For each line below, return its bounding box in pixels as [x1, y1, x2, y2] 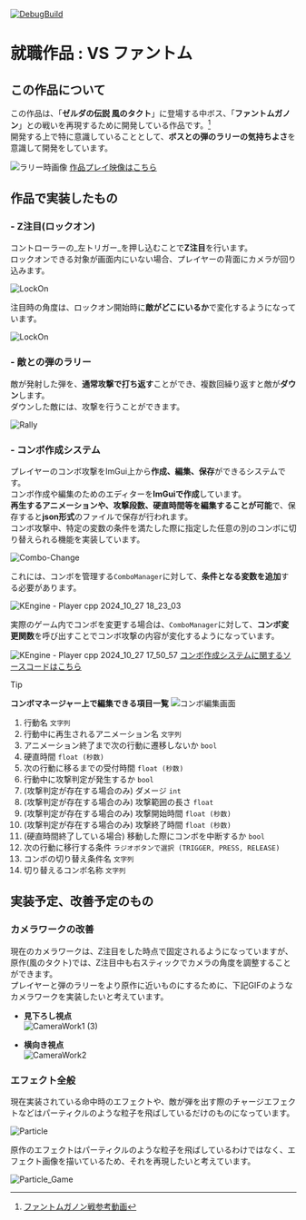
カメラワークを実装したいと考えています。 [10, 990, 169, 1002]
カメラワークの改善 [10, 923, 94, 936]
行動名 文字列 [23, 717, 71, 728]
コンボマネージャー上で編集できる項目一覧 [10, 697, 169, 708]
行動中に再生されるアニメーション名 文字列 [23, 728, 182, 739]
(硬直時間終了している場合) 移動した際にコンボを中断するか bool [23, 831, 266, 841]
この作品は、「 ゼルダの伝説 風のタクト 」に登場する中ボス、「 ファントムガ [10, 108, 283, 118]
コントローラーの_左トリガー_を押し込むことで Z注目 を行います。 [10, 242, 253, 253]
